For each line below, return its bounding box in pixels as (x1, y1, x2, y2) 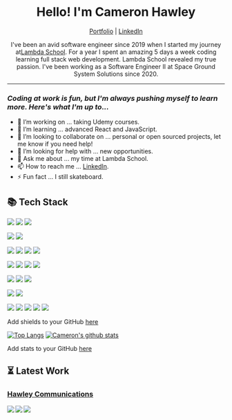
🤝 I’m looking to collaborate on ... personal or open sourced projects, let (17, 133, 221, 141)
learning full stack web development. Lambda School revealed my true (15, 55, 217, 63)
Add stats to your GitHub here (7, 345, 92, 353)
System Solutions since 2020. (73, 70, 159, 78)
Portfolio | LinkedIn (89, 27, 143, 35)
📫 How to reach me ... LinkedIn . (17, 162, 109, 171)
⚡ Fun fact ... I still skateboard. (17, 173, 104, 181)
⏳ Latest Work (7, 365, 70, 377)
